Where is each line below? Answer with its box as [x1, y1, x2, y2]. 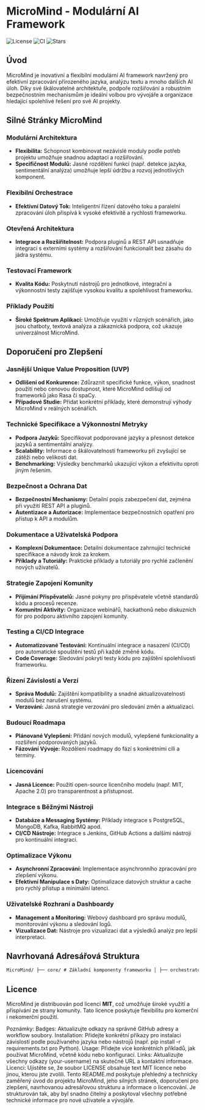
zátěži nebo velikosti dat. [15, 454, 78, 461]
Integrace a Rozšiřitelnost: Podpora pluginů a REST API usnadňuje [15, 238, 184, 246]
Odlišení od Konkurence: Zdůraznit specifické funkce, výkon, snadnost [15, 379, 196, 386]
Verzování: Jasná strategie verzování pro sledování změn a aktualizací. [15, 703, 195, 710]
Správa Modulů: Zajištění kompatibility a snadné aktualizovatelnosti [15, 690, 185, 697]
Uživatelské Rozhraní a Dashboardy [6, 900, 114, 908]
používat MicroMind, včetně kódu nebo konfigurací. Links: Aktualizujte [6, 1051, 183, 1059]
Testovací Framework [6, 266, 72, 274]
